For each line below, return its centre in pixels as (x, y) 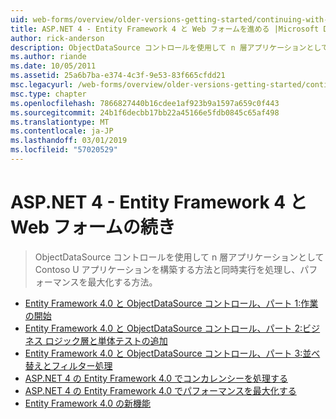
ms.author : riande (48, 57)
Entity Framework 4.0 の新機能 (88, 403)
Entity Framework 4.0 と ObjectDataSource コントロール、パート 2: (163, 328)
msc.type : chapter (48, 94)
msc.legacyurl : (42, 85)
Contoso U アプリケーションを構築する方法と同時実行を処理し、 (167, 269)
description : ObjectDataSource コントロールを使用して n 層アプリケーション (158, 47)
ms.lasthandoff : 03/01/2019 (69, 141)
